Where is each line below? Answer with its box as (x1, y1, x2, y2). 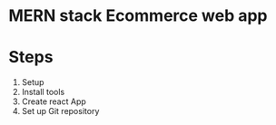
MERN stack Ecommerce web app (8, 5, 269, 26)
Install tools (21, 87, 65, 98)
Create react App (21, 96, 87, 107)
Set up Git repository (21, 106, 100, 117)
